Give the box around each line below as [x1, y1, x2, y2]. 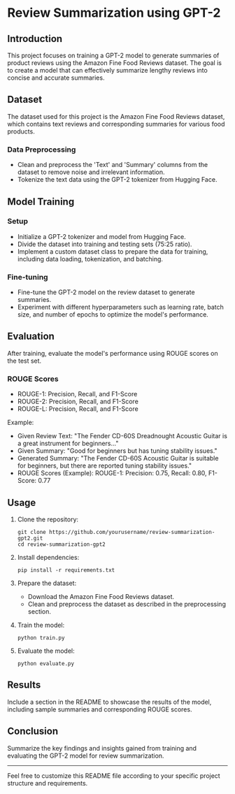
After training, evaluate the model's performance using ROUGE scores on [7, 349, 218, 357]
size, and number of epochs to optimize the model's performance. [17, 310, 208, 319]
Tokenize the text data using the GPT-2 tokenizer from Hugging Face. [17, 175, 218, 184]
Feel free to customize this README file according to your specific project [7, 771, 220, 780]
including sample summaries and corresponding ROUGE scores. [7, 705, 192, 714]
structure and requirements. [7, 779, 88, 787]
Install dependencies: [17, 554, 80, 562]
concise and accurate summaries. [7, 73, 105, 82]
